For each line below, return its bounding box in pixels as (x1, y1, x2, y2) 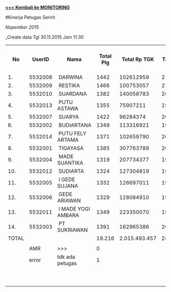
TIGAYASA (58, 145, 84, 151)
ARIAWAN (57, 197, 81, 204)
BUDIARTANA (58, 122, 92, 128)
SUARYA (58, 114, 79, 120)
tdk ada (57, 253, 75, 260)
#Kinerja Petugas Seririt (5, 14, 55, 20)
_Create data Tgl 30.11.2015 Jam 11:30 (5, 34, 84, 40)
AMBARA (57, 212, 79, 219)
